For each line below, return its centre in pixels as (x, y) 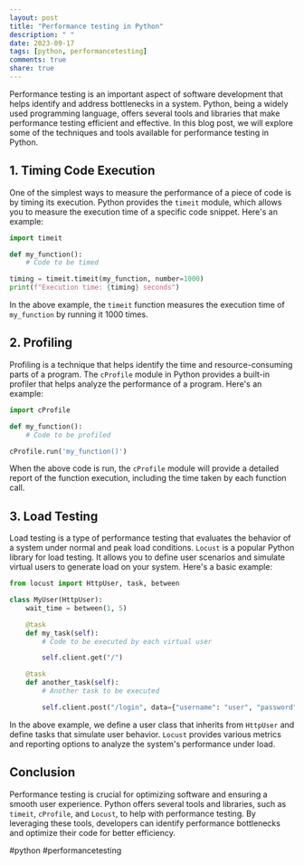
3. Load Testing (54, 516)
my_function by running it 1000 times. (79, 314)
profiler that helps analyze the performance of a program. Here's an (136, 384)
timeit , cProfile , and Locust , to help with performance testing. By (133, 813)
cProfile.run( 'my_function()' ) (68, 451)
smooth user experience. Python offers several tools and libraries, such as (148, 803)
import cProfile (40, 410)
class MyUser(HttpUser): (56, 600)
